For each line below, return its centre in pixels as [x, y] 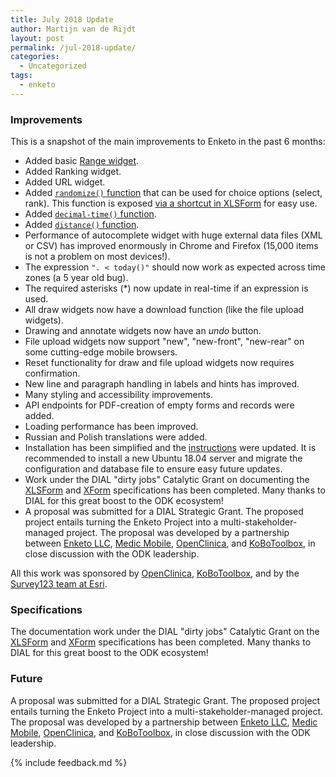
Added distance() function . [82, 225]
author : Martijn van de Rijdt [73, 29]
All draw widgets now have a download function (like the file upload [164, 310]
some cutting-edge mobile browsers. [101, 352]
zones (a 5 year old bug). [76, 278]
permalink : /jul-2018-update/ [73, 47]
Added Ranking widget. [73, 172]
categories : [35, 57]
